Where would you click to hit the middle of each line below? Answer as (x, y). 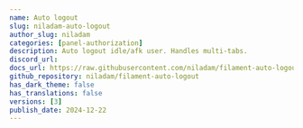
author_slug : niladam (50, 34)
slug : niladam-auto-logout (60, 26)
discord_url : (34, 59)
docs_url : (28, 69)
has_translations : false (56, 93)
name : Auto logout (44, 18)
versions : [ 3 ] (36, 101)
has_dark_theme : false (52, 85)
